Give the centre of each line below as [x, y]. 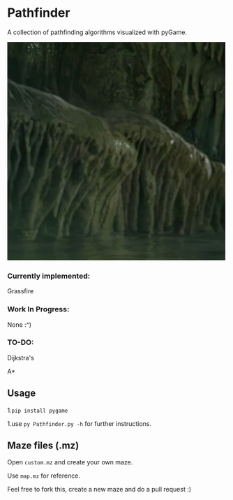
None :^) [20, 324]
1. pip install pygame [38, 410]
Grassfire [21, 291]
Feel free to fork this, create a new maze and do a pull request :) [99, 490]
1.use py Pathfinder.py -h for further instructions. [80, 423]
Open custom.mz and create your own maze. [70, 462]
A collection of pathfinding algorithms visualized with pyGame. [97, 32]
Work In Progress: [38, 309]
